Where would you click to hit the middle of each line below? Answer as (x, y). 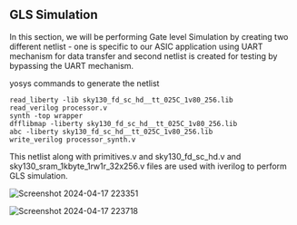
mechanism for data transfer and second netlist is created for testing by (144, 56)
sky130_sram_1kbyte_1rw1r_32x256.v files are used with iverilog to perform (148, 166)
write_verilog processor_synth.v (73, 140)
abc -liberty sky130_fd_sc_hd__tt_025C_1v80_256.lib (111, 132)
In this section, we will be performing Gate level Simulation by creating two (149, 36)
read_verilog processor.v (58, 108)
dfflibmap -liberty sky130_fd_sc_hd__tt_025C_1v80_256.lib (124, 123)
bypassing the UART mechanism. (72, 65)
